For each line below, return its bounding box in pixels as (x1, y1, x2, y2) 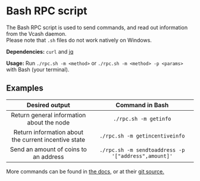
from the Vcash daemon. (6, 30, 67, 37)
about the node (27, 118, 70, 126)
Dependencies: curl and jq (6, 48, 74, 55)
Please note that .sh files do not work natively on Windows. (6, 36, 152, 43)
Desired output (26, 101, 70, 109)
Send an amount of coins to (10, 145, 87, 153)
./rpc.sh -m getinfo (112, 115, 171, 122)
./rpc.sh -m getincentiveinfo (99, 132, 185, 139)
